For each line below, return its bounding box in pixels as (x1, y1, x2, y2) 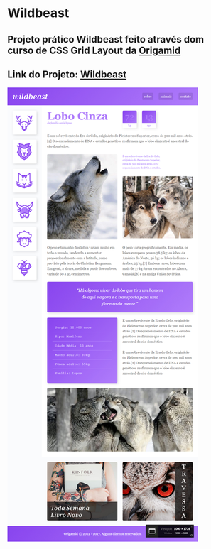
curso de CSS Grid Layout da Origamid (7, 44, 181, 56)
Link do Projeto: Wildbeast (7, 68, 126, 80)
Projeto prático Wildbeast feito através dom (7, 33, 205, 45)
